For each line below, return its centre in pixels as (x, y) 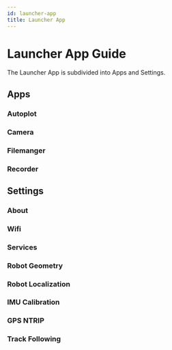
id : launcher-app (32, 13)
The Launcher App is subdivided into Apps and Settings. (86, 73)
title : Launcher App (37, 20)
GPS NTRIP (26, 321)
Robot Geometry (35, 266)
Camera (20, 132)
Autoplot (22, 114)
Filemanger (26, 150)
